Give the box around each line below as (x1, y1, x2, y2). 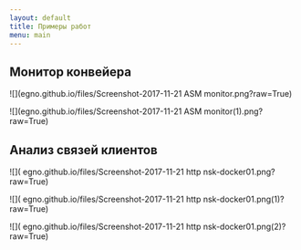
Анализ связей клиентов (9, 142, 158, 158)
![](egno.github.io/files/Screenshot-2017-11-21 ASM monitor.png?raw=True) (9, 89, 293, 99)
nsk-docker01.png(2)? (202, 221, 286, 232)
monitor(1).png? (203, 106, 263, 117)
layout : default (9, 13, 71, 23)
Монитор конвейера (9, 64, 132, 79)
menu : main (9, 30, 51, 39)
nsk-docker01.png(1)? (202, 193, 285, 204)
